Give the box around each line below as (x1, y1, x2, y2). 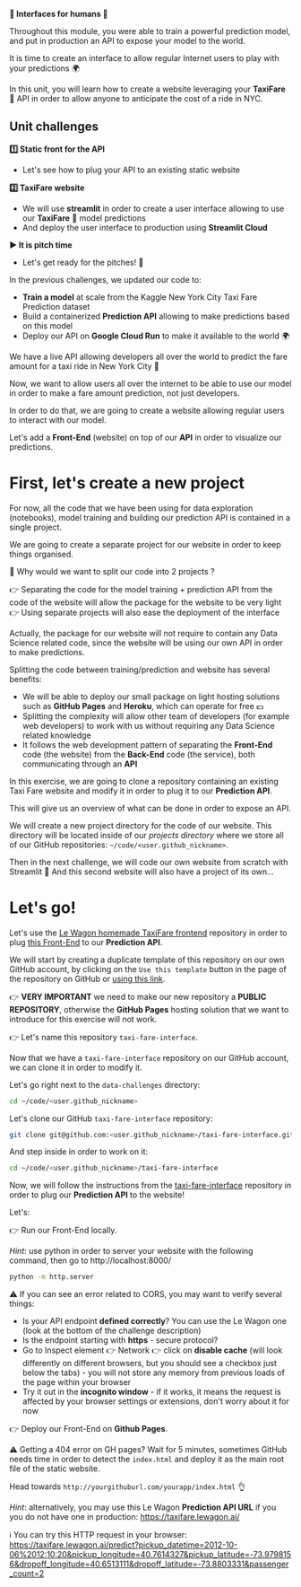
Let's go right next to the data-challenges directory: (9, 1079, 201, 1090)
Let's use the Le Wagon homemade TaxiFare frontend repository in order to (9, 927, 288, 938)
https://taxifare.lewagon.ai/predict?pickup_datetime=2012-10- (9, 1539, 238, 1550)
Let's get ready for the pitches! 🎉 (21, 257, 144, 267)
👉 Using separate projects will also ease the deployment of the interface (9, 607, 280, 618)
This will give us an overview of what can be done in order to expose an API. (9, 802, 291, 813)
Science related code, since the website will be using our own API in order (9, 637, 284, 648)
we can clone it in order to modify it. (9, 1062, 142, 1073)
